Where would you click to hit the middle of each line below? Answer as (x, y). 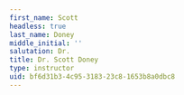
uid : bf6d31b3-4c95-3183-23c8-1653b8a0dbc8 (92, 77)
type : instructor (42, 69)
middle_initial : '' (46, 43)
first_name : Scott (44, 18)
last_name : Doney (42, 34)
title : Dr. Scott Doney (54, 60)
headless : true (38, 26)
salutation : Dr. (40, 52)
